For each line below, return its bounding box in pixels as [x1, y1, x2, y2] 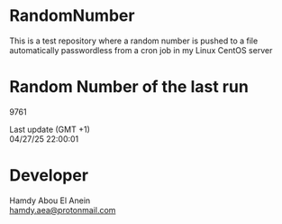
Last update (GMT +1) [9, 124, 90, 135]
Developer [9, 165, 88, 186]
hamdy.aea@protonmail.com [9, 204, 116, 215]
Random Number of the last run [9, 77, 250, 98]
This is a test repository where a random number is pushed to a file [9, 35, 259, 46]
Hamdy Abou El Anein [9, 195, 91, 206]
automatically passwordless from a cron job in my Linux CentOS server [9, 44, 273, 55]
